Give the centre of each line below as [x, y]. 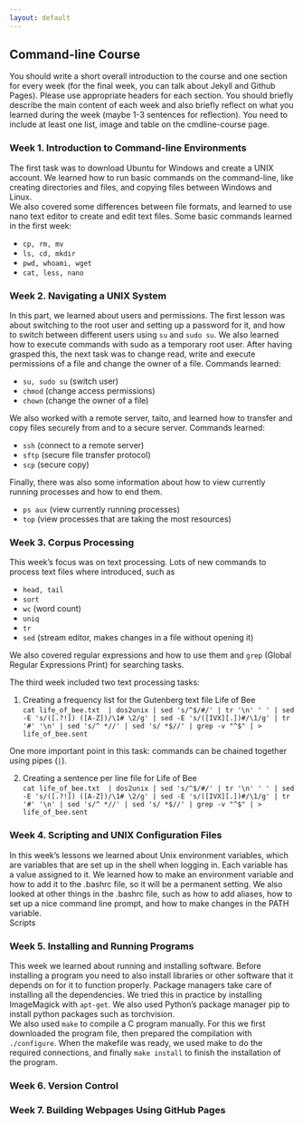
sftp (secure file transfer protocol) [86, 455]
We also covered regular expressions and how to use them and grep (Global [151, 655]
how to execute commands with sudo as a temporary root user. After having [151, 345]
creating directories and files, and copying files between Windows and [141, 187]
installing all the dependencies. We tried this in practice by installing [136, 994]
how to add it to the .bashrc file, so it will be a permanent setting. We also [146, 884]
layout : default [40, 18]
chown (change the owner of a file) [85, 401]
